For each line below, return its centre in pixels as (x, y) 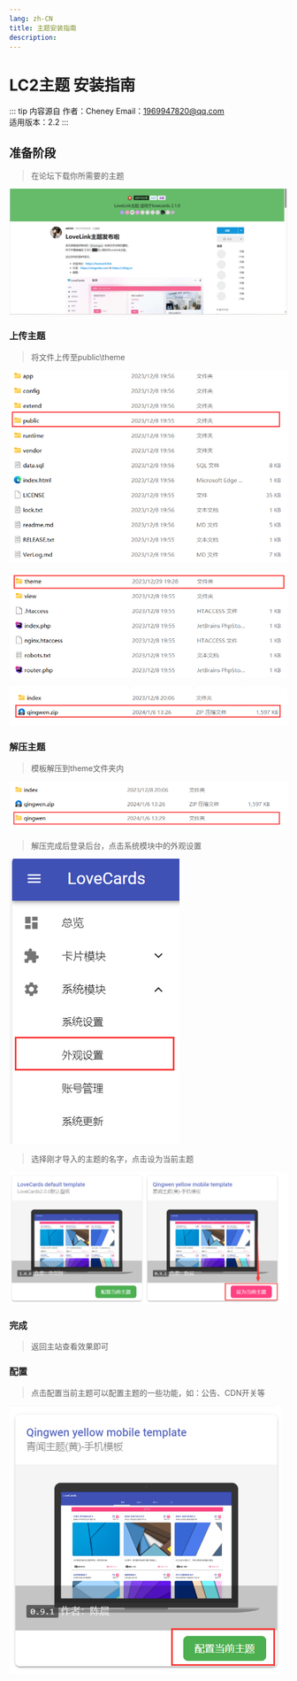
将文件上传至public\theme (78, 357)
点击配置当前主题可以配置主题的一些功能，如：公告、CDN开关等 (148, 1392)
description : (33, 37)
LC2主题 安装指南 (72, 85)
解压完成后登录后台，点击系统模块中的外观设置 (116, 846)
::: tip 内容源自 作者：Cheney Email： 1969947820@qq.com (117, 112)
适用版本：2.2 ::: (39, 122)
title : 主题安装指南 (43, 28)
